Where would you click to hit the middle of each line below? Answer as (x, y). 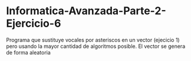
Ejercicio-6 (34, 23)
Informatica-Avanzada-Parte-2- (86, 11)
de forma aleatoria (29, 52)
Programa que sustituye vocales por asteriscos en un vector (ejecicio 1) (93, 40)
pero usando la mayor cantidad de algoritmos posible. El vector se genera (96, 46)
